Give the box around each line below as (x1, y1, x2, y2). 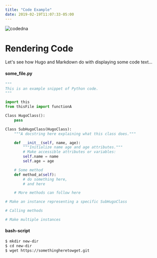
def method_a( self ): (14, 172, 56, 177)
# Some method (14, 167, 43, 172)
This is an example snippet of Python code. (5, 86, 99, 91)
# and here (23, 181, 46, 186)
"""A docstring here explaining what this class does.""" (14, 131, 136, 136)
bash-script (5, 228, 30, 234)
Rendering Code (5, 43, 73, 54)
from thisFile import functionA (5, 104, 72, 109)
